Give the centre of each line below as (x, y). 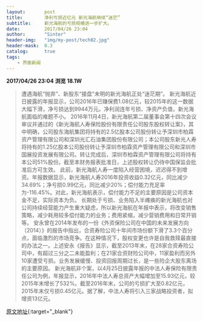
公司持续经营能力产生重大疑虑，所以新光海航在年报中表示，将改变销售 (109, 208)
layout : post (31, 12)
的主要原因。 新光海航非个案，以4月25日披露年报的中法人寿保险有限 (106, 268)
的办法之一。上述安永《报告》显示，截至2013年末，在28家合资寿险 (105, 245)
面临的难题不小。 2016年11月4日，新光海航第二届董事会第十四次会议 (111, 117)
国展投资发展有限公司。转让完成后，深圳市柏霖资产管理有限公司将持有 (109, 154)
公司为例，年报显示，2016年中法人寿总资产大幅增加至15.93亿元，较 (111, 275)
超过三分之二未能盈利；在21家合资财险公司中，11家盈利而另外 (119, 253)
